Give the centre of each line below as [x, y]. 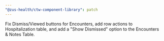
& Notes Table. [20, 34]
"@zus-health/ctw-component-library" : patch [51, 10]
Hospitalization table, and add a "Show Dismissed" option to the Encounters [82, 29]
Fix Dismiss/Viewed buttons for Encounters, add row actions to [69, 24]
